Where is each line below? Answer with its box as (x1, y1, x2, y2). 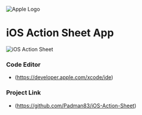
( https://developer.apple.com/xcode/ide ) (14, 74, 114, 81)
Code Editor (6, 60, 41, 68)
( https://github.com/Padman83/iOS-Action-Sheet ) (14, 102, 137, 109)
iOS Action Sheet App (6, 27, 114, 40)
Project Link (6, 88, 41, 97)
